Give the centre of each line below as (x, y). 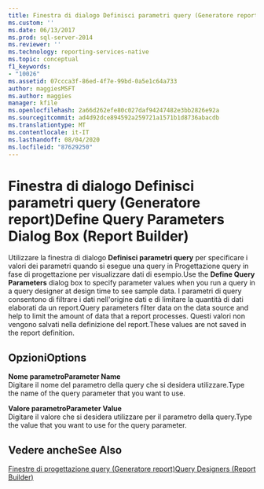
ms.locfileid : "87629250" (50, 147)
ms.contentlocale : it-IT (49, 132)
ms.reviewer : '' (35, 45)
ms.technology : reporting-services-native (79, 52)
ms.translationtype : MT (47, 125)
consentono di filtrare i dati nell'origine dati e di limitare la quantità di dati (126, 300)
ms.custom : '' (31, 23)
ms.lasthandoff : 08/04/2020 (54, 140)
